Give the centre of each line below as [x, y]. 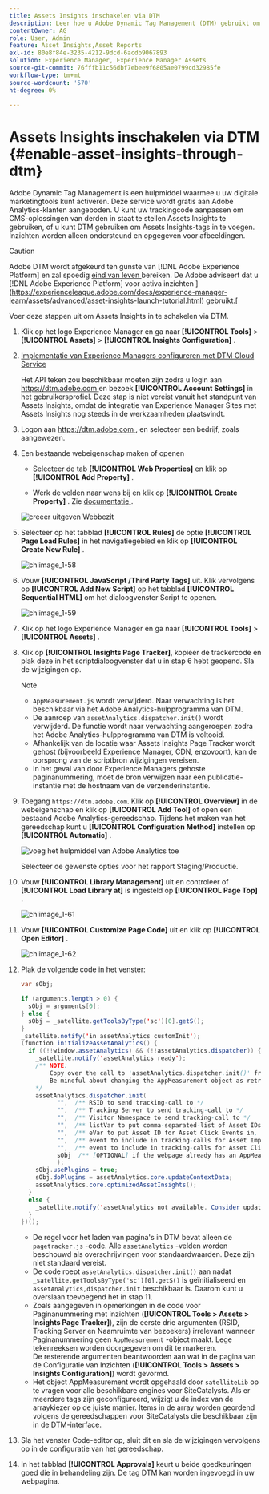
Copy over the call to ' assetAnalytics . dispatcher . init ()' [151, 1073]
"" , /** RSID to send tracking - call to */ [130, 1103]
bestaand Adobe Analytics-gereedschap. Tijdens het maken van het [133, 819]
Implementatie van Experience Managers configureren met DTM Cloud [137, 356]
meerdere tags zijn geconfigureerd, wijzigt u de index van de [133, 1399]
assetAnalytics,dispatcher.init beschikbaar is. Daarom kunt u [138, 1289]
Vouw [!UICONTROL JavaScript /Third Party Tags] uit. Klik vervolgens [138, 581]
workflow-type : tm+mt [45, 75]
